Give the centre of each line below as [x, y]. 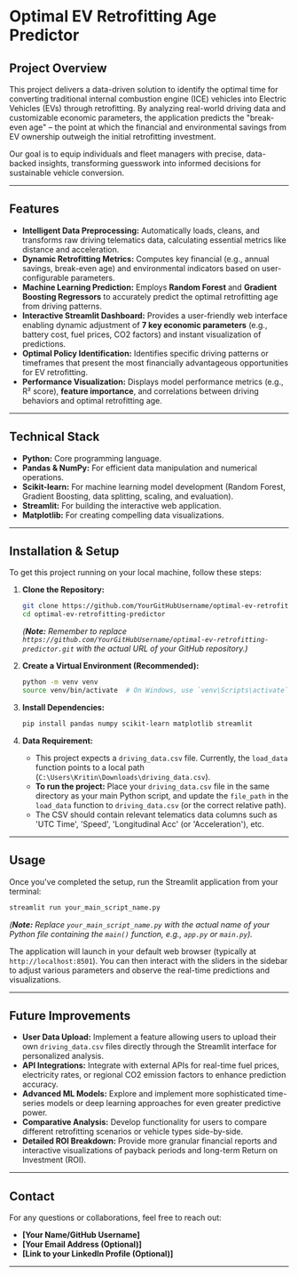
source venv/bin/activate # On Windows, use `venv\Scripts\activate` [155, 691]
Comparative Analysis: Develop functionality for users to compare [145, 1122]
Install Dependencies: [63, 707]
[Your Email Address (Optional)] [82, 1244]
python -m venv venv [60, 682]
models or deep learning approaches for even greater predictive [164, 1103]
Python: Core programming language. [92, 458]
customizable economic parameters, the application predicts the [127, 118]
